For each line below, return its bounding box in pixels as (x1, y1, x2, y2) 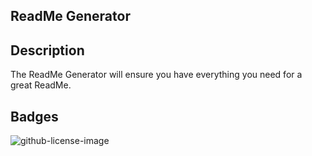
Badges (10, 108, 59, 125)
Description (10, 42, 85, 59)
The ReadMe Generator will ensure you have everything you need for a (10, 69, 303, 81)
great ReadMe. (10, 79, 72, 91)
